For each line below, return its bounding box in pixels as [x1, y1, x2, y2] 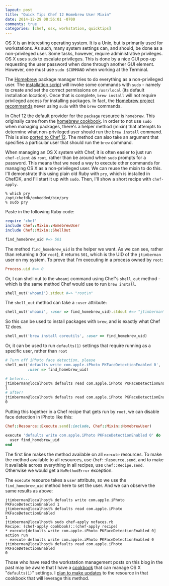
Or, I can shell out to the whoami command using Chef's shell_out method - [5, 275, 161, 282]
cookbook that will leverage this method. [5, 575, 90, 581]
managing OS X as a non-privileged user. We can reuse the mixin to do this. [5, 165, 162, 172]
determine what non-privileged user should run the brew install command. [5, 129, 162, 135]
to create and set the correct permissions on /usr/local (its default [5, 87, 145, 93]
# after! [5, 390, 24, 395]
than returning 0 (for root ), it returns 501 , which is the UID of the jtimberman [5, 251, 161, 257]
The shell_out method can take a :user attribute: [5, 300, 107, 306]
